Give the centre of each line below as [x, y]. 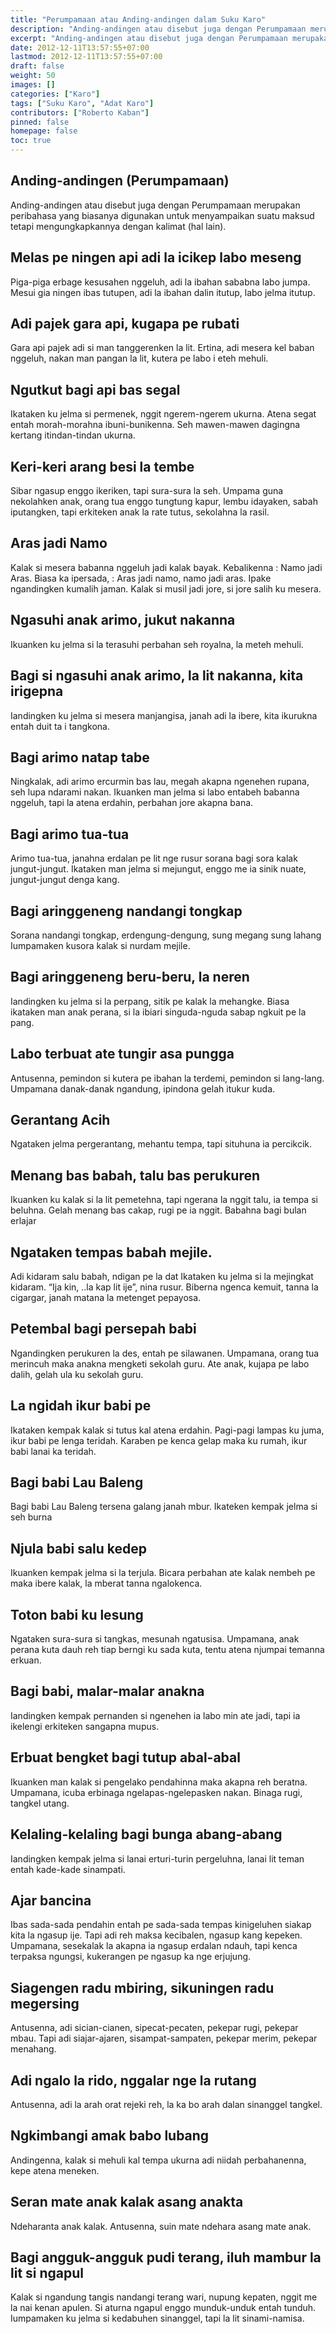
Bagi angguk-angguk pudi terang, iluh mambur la [166, 2257]
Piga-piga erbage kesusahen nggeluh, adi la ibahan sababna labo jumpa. [160, 282]
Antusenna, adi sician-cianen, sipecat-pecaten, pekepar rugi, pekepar [154, 2028]
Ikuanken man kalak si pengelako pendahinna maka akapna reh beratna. [159, 1782]
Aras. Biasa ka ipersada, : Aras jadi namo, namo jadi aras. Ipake [141, 578]
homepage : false [44, 131]
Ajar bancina [51, 1900]
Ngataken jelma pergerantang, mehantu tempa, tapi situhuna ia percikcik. [161, 1144]
